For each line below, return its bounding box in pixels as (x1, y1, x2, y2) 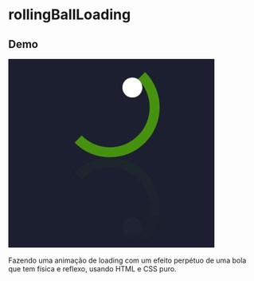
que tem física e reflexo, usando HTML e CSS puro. (8, 264, 177, 273)
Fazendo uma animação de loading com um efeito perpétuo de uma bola (8, 255, 247, 265)
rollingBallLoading (8, 6, 131, 24)
